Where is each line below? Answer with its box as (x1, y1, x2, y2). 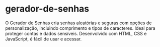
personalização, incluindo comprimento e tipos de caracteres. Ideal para (5, 25, 155, 31)
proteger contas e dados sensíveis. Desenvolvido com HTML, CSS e (5, 30, 147, 36)
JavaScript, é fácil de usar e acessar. (5, 36, 82, 42)
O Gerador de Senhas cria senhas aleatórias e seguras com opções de (5, 20, 152, 26)
